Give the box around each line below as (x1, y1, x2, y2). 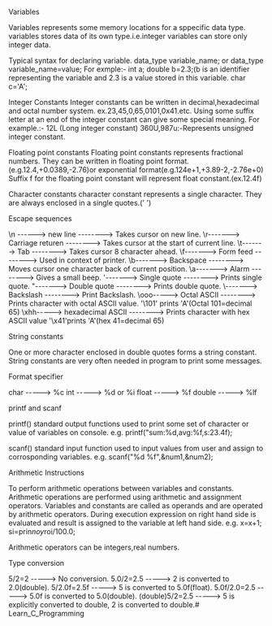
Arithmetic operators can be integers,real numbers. (8, 542, 180, 552)
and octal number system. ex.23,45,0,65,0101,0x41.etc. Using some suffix (8, 106, 254, 115)
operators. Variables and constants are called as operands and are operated (8, 501, 264, 511)
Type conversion (8, 559, 65, 567)
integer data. (8, 40, 51, 50)
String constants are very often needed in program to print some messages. (8, 356, 262, 365)
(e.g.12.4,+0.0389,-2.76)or (8, 165, 97, 174)
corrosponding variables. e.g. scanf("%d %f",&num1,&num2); (8, 452, 214, 462)
